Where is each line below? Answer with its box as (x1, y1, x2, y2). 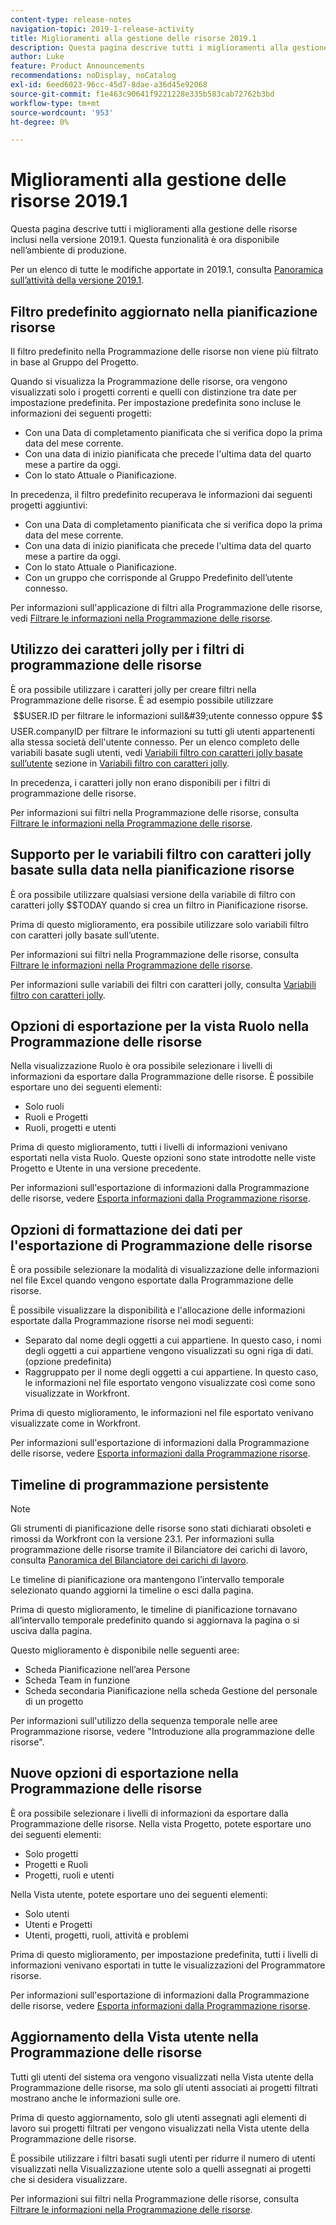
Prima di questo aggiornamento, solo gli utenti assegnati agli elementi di (10, 2111, 307, 2123)
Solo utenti (24, 1907, 70, 1920)
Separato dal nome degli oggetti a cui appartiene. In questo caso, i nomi (24, 1334, 322, 1346)
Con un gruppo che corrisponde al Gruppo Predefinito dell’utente (24, 572, 293, 583)
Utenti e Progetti (24, 1918, 93, 1930)
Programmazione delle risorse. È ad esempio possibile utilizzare (10, 694, 274, 706)
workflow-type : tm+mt (10, 98, 101, 108)
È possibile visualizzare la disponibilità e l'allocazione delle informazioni (10, 1304, 306, 1316)
